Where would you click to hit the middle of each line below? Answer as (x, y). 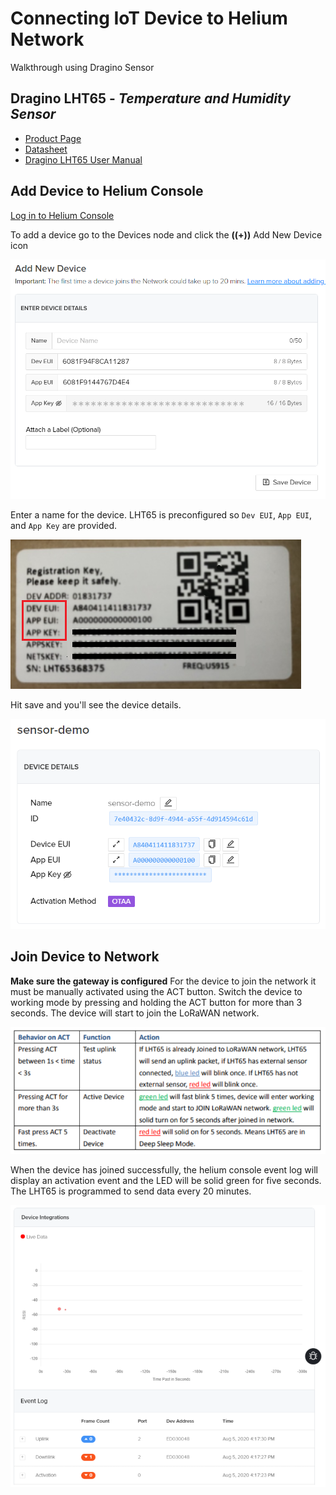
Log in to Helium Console (62, 215)
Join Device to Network (85, 957)
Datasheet (46, 149)
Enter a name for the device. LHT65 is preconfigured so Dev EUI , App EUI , (161, 514)
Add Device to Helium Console (107, 191)
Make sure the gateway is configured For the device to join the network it (163, 981)
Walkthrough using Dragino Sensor (82, 67)
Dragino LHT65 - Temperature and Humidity (150, 98)
